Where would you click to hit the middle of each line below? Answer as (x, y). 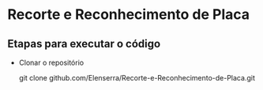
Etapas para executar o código (84, 44)
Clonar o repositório (51, 62)
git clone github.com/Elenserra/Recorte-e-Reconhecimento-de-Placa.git (137, 78)
